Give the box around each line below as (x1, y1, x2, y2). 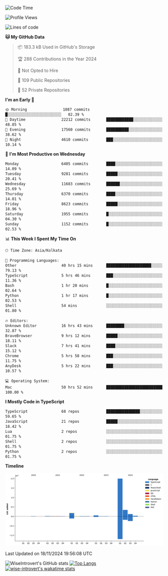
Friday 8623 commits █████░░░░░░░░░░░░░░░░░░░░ (5, 201, 163, 206)
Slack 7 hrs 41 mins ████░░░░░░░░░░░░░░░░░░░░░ (5, 343, 163, 349)
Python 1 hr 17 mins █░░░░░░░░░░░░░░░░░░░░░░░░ (5, 293, 163, 298)
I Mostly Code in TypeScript (5, 399, 64, 404)
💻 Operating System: (5, 379, 50, 384)
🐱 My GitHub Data (5, 34, 45, 40)
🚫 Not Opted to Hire (17, 68, 59, 73)
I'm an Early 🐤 (5, 97, 35, 102)
